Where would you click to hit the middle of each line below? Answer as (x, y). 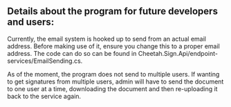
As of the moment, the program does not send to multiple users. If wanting (113, 74)
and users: (31, 22)
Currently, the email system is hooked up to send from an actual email (107, 39)
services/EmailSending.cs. (45, 61)
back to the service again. (44, 96)
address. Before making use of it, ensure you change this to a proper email (113, 46)
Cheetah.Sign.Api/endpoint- (178, 53)
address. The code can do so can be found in (72, 53)
